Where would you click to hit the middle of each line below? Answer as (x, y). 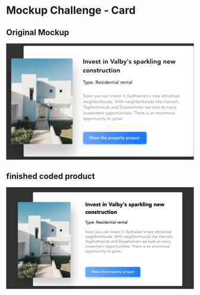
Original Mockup (38, 32)
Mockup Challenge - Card (71, 10)
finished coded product (51, 176)
